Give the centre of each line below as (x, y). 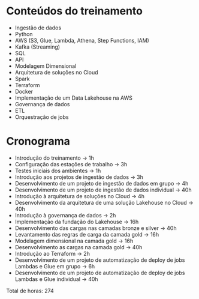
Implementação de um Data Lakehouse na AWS (74, 98)
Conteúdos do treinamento (74, 11)
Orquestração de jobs (42, 117)
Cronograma (38, 141)
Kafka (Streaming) (37, 47)
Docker (24, 91)
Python (24, 34)
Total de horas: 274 (30, 291)
